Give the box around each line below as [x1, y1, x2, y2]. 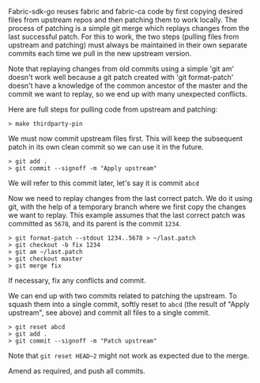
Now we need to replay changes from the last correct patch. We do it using [8, 194, 253, 203]
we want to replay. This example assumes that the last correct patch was [8, 210, 246, 220]
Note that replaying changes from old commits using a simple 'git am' [8, 64, 235, 74]
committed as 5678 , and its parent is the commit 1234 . [8, 219, 182, 228]
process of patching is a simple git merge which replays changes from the [8, 24, 250, 32]
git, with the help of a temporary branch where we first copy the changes [8, 202, 247, 211]
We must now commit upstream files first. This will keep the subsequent [8, 134, 243, 143]
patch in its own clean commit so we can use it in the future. [8, 142, 204, 151]
